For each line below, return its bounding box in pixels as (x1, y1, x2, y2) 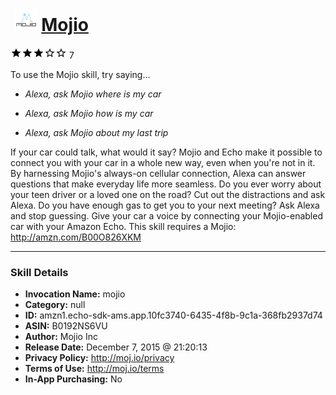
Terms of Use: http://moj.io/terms (24, 363, 165, 375)
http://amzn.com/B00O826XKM (10, 231, 142, 243)
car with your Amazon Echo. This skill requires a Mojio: (10, 220, 237, 232)
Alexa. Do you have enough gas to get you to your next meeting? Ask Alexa (10, 199, 320, 211)
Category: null (24, 299, 86, 311)
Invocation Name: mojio (24, 288, 126, 300)
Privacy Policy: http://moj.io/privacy (24, 352, 175, 364)
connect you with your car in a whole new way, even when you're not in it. (10, 156, 316, 168)
